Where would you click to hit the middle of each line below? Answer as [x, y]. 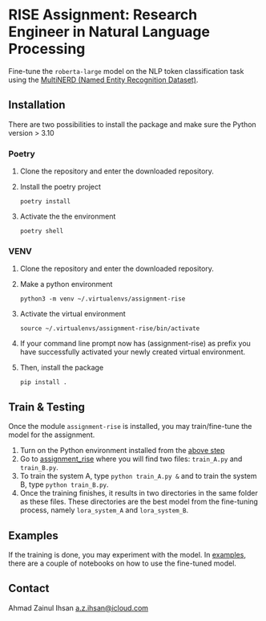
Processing [47, 49]
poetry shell [42, 231]
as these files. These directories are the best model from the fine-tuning [139, 502]
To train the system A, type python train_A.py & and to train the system [139, 476]
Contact [29, 588]
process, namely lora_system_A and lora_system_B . [104, 510]
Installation [37, 105]
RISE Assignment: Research [103, 15]
